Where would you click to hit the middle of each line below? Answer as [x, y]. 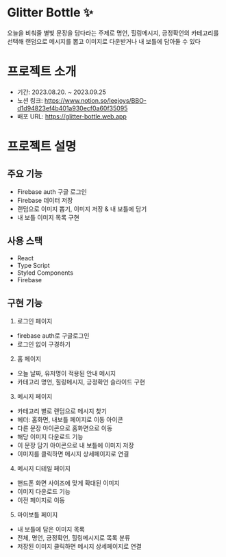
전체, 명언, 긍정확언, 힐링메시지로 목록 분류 [74, 537]
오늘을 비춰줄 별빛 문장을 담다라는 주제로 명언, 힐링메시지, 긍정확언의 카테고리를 [113, 33]
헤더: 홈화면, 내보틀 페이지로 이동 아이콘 [70, 419]
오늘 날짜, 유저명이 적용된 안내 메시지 [66, 373]
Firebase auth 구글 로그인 [52, 191]
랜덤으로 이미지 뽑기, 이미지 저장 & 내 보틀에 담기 [82, 209]
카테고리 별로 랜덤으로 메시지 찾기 [62, 411]
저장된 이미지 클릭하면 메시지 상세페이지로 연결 [79, 546]
